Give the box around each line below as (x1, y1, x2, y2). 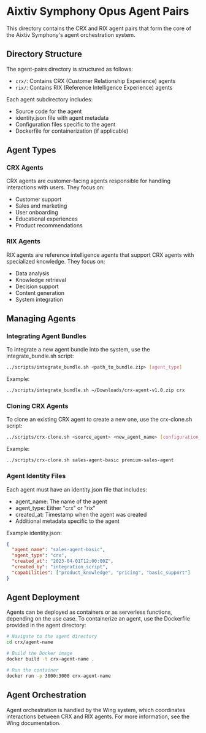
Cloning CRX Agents (6, 402, 69, 410)
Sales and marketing (15, 202, 67, 210)
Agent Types (6, 145, 56, 155)
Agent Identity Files (6, 472, 66, 480)
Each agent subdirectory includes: (6, 95, 93, 103)
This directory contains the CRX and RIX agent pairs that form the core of (6, 25, 192, 32)
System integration (15, 296, 63, 303)
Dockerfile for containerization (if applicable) (15, 127, 129, 135)
